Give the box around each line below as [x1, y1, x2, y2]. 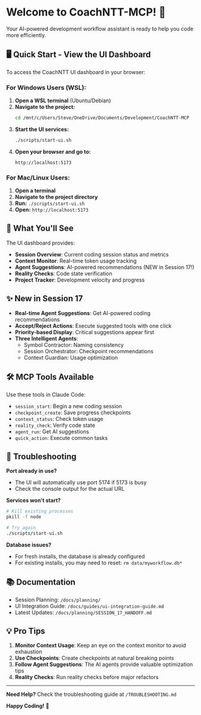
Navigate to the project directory [14, 194, 98, 201]
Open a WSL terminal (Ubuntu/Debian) [14, 97, 111, 104]
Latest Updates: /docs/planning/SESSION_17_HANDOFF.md [14, 609, 153, 616]
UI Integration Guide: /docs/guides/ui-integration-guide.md [14, 602, 165, 609]
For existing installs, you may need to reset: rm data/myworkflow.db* [14, 559, 182, 566]
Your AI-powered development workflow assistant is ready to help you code [6, 25, 194, 32]
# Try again [6, 525, 36, 531]
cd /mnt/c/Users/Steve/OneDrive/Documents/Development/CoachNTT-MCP [14, 115, 190, 121]
